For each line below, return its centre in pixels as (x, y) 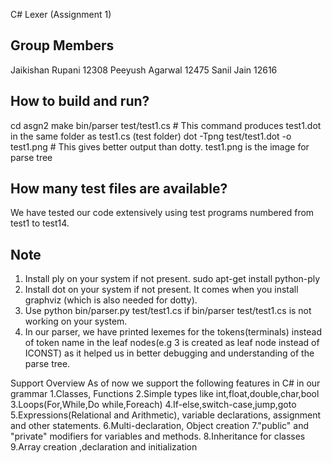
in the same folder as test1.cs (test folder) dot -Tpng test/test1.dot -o (151, 136)
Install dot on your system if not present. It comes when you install (161, 290)
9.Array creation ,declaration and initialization (104, 447)
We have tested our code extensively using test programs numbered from (162, 213)
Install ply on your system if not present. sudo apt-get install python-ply (172, 279)
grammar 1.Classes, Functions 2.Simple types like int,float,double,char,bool (165, 394)
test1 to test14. (40, 223)
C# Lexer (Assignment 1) (61, 14)
